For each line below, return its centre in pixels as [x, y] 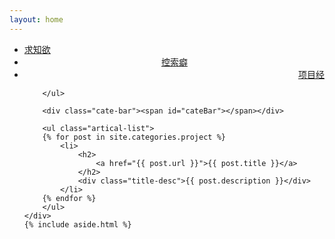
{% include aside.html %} [77, 224]
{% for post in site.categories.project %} [134, 137]
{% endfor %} [69, 198]
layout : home [36, 19]
